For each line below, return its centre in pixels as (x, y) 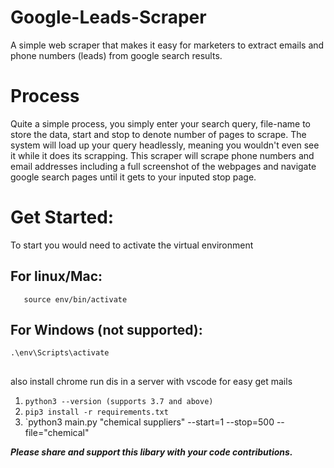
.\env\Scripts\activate (60, 353)
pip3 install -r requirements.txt (96, 412)
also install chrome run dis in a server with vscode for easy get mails (151, 381)
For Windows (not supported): (106, 330)
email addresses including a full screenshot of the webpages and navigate (163, 166)
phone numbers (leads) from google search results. (116, 55)
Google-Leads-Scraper (108, 17)
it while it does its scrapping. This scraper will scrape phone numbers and (162, 155)
